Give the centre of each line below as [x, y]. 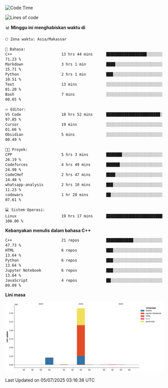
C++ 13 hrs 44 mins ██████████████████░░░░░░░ [84, 54]
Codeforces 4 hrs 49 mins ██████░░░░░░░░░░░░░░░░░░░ [84, 165]
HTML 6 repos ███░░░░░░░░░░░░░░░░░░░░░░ [84, 250]
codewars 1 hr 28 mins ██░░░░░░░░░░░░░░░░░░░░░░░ [84, 195]
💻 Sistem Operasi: [25, 210]
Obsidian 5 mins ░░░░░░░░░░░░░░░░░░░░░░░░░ [84, 135]
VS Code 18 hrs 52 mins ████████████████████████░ [84, 114]
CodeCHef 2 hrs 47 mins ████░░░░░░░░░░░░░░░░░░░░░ [84, 175]
